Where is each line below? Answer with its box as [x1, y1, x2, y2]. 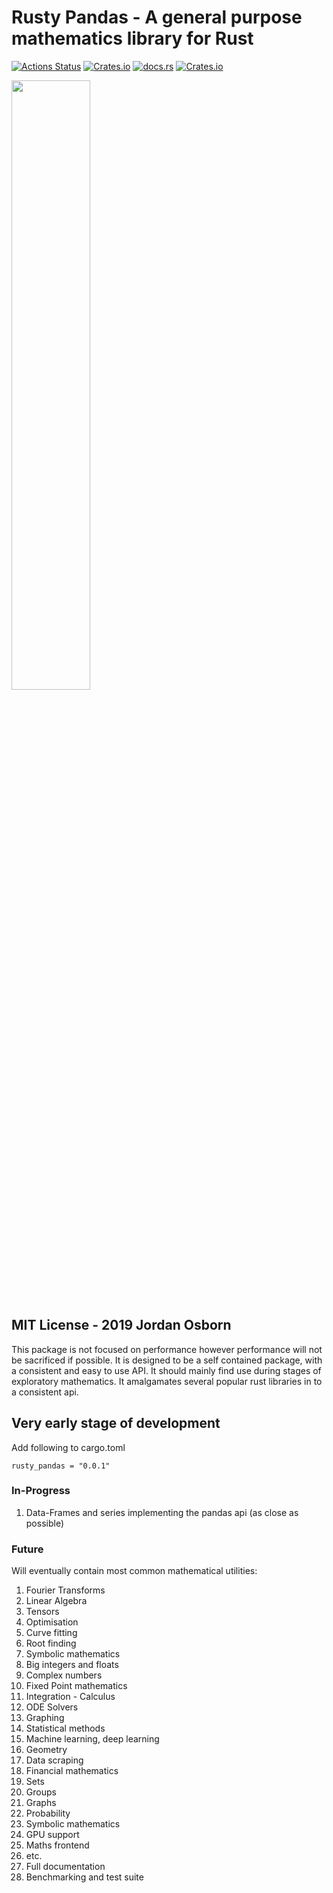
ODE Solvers [25, 1701, 79, 1713]
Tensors [25, 1606, 60, 1618]
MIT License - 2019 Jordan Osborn [11, 1317, 232, 1334]
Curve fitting [25, 1627, 78, 1639]
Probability [25, 1807, 71, 1820]
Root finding [25, 1637, 77, 1650]
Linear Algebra [25, 1595, 88, 1607]
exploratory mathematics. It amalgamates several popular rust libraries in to [11, 1375, 323, 1387]
